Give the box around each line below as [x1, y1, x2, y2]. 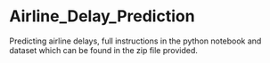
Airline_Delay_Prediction [9, 6, 195, 27]
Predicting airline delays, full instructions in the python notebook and [9, 35, 262, 46]
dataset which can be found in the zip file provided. [9, 44, 199, 55]
